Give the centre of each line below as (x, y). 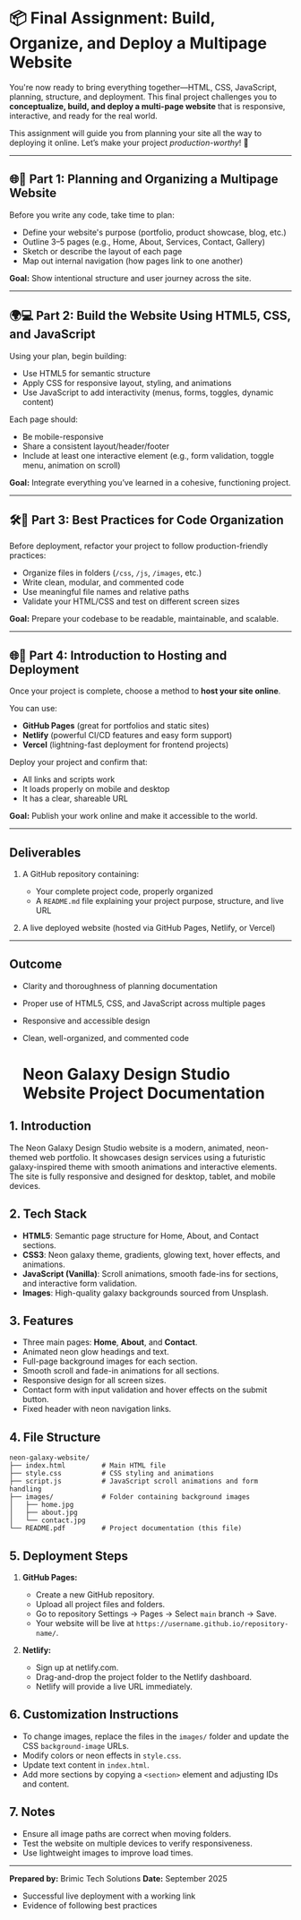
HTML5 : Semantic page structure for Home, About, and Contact (141, 1236)
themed (24, 1157)
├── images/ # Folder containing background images (130, 1497)
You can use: (34, 709)
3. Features (42, 1321)
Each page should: (44, 419)
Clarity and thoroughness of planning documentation (120, 986)
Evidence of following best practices (90, 1905)
